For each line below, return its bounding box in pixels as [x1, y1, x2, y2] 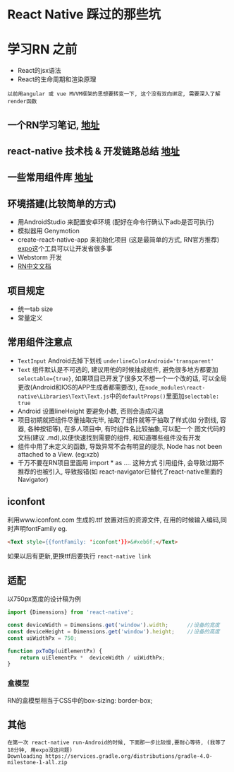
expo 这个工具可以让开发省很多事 [17, 245, 113, 253]
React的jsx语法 [17, 66, 61, 75]
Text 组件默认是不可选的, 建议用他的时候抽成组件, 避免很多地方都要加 [17, 365, 218, 373]
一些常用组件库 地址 [7, 171, 93, 184]
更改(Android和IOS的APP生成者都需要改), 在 [17, 382, 146, 391]
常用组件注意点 [7, 337, 73, 349]
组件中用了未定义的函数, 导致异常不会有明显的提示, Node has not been [17, 442, 223, 450]
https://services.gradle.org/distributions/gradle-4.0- [44, 753, 213, 760]
